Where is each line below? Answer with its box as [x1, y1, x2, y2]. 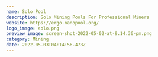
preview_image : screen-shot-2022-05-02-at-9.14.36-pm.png [6, 31, 152, 37]
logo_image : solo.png [6, 25, 60, 31]
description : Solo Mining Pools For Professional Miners [6, 14, 150, 20]
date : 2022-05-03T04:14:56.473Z [6, 42, 86, 48]
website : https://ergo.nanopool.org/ [6, 20, 99, 26]
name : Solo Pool [6, 8, 46, 15]
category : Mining [6, 36, 49, 42]
